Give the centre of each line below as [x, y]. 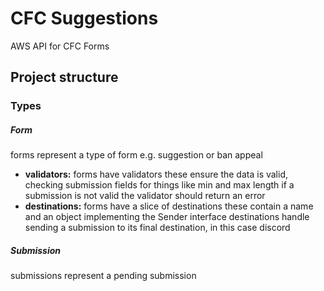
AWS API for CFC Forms [60, 46]
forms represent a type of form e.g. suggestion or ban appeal [136, 155]
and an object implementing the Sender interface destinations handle [167, 217]
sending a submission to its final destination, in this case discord [157, 228]
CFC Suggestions [84, 18]
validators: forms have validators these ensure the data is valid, [156, 174]
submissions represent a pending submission [103, 276]
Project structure [64, 77]
